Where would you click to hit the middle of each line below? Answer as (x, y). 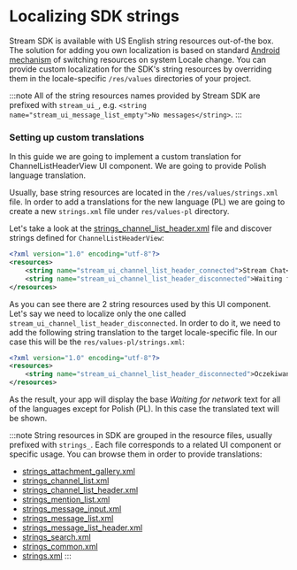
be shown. (28, 419)
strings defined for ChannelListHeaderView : (87, 238)
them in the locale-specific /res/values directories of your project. (130, 78)
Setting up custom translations (77, 137)
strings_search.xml (56, 537)
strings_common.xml (60, 547)
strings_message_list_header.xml (82, 528)
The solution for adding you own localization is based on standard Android (145, 50)
